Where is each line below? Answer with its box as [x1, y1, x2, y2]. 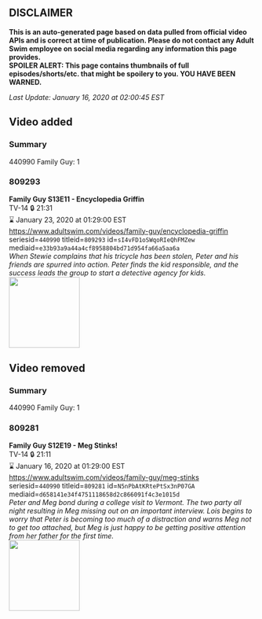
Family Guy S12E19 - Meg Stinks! [9, 440, 118, 450]
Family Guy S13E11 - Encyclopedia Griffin [9, 194, 144, 204]
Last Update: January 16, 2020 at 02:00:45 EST [9, 92, 165, 101]
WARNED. [9, 77, 42, 87]
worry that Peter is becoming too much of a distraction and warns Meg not [9, 514, 252, 524]
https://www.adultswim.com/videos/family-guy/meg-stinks [9, 472, 199, 482]
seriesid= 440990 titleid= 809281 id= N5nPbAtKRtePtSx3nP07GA [9, 481, 195, 490]
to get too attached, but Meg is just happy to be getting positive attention [9, 522, 246, 532]
